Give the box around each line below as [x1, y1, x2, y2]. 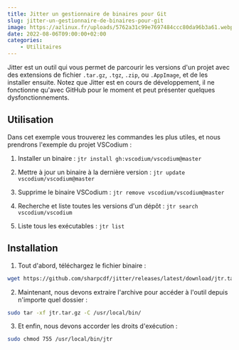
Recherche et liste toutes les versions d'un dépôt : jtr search [17, 201, 198, 210]
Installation [7, 243, 58, 255]
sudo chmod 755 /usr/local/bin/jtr [7, 336, 113, 343]
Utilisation [7, 114, 54, 126]
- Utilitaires [20, 43, 62, 51]
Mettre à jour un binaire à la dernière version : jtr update [17, 168, 186, 176]
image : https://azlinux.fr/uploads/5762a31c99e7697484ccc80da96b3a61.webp [7, 23, 234, 31]
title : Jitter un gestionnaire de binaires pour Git [7, 10, 167, 18]
